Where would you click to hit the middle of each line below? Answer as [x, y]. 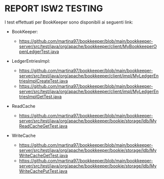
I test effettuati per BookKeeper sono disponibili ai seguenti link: [69, 22]
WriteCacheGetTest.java [43, 155]
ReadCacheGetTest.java [43, 126]
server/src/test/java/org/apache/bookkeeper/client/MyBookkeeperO [88, 46]
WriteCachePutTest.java [43, 171]
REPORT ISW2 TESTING [54, 9]
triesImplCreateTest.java [43, 81]
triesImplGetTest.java [40, 97]
